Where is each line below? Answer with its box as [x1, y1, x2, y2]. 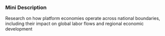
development [5, 26, 33, 32]
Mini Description [5, 4, 47, 11]
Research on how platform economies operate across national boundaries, [5, 15, 160, 21]
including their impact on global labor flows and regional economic [5, 20, 144, 26]
